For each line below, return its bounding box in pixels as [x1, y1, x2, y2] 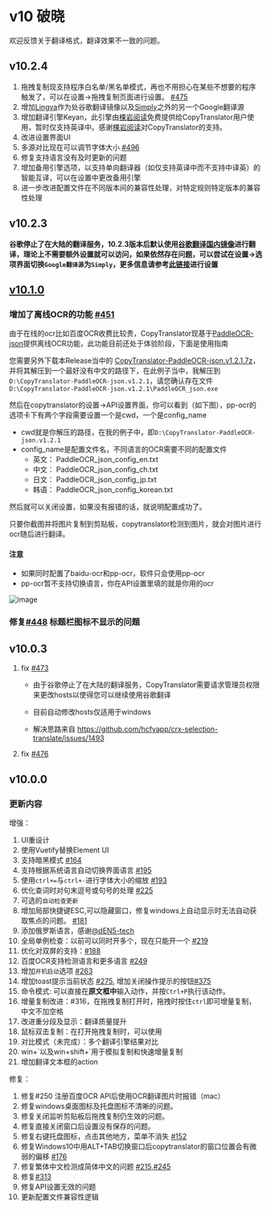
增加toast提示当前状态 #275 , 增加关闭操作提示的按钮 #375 [20, 976, 211, 986]
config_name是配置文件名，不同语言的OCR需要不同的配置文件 [20, 444, 228, 454]
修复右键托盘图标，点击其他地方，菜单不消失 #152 [20, 1131, 187, 1141]
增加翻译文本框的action [20, 1057, 99, 1066]
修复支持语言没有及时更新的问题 [20, 152, 127, 162]
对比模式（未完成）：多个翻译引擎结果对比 [20, 1036, 159, 1046]
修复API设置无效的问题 [20, 1182, 96, 1191]
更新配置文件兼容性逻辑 [20, 1191, 99, 1202]
